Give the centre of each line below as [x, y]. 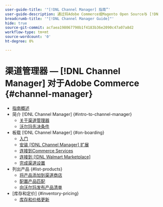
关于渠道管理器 [34, 120]
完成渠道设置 [32, 163]
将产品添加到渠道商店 [41, 175]
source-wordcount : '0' [28, 37]
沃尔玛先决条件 [34, 126]
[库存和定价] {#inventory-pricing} [45, 193]
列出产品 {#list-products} [37, 169]
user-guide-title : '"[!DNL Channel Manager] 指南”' [58, 9]
